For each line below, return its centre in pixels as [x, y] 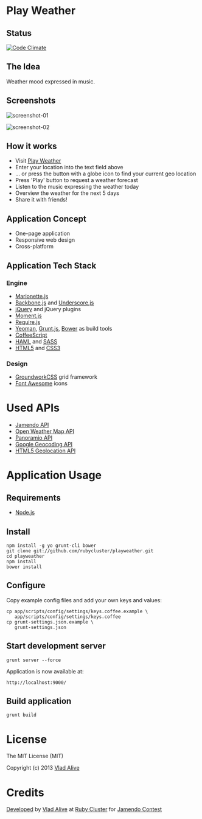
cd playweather [26, 556]
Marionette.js [32, 296]
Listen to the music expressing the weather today [77, 187]
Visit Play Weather [38, 161]
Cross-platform [34, 247]
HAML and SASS [36, 341]
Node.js [25, 513]
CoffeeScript [31, 335]
